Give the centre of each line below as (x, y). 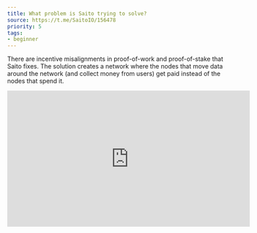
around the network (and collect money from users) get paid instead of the (114, 74)
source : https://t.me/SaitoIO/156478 (62, 20)
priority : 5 (24, 26)
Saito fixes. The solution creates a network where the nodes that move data (115, 66)
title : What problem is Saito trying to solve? (77, 13)
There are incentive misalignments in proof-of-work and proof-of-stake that (115, 59)
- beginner (23, 39)
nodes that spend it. (36, 81)
